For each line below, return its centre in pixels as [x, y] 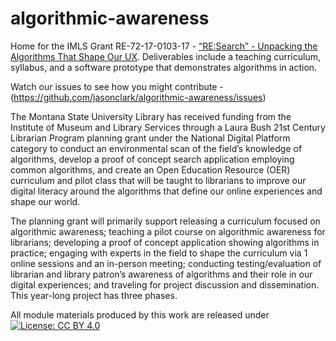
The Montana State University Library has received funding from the [151, 116]
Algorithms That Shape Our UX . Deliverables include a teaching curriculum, [165, 56]
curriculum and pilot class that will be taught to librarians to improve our [158, 180]
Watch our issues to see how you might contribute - [117, 86]
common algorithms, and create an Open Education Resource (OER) [150, 169]
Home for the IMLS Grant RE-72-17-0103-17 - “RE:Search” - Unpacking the [164, 46]
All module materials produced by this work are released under [140, 314]
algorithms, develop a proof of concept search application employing [152, 159]
